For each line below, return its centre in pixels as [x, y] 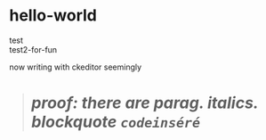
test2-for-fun [33, 49]
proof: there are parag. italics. [145, 103]
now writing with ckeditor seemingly [76, 67]
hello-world [53, 16]
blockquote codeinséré [116, 122]
